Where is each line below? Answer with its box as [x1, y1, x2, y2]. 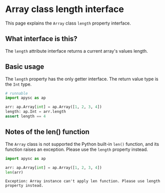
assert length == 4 [5, 114, 46, 119]
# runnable [5, 91, 28, 96]
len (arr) [5, 169, 24, 175]
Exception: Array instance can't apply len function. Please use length [5, 179, 160, 184]
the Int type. [5, 81, 32, 87]
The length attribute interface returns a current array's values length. [5, 48, 148, 54]
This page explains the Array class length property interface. [5, 20, 131, 26]
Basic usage [5, 63, 44, 71]
